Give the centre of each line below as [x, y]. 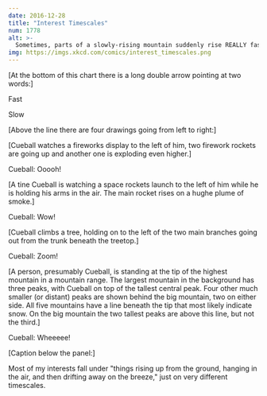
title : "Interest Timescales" [58, 23]
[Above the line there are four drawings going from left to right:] [112, 130]
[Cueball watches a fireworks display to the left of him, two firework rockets [132, 145]
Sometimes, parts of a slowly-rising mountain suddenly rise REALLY [131, 45]
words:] [21, 83]
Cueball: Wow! [32, 217]
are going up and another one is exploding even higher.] [100, 153]
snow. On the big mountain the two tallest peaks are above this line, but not [131, 314]
